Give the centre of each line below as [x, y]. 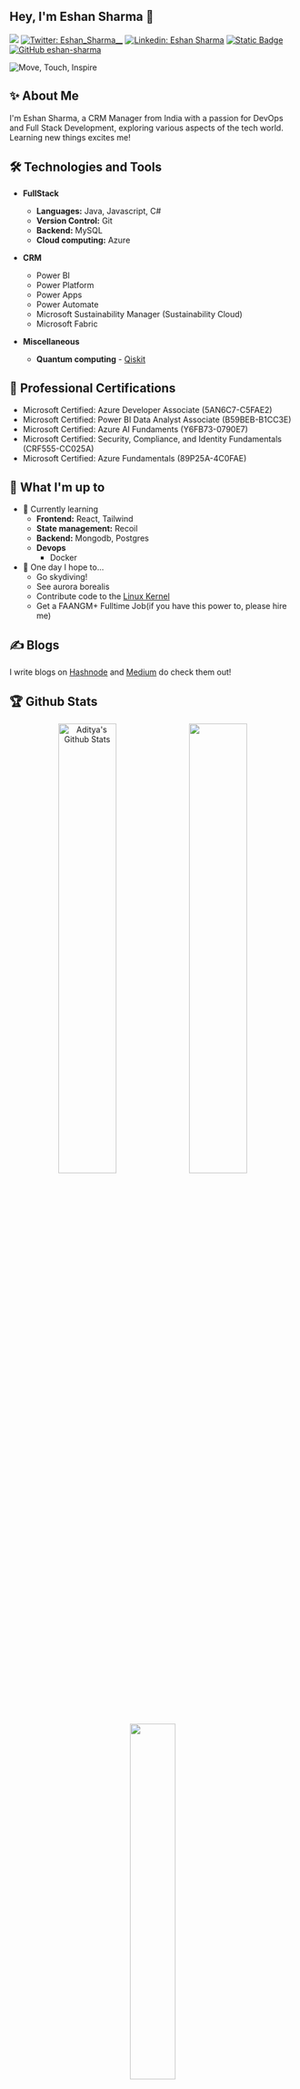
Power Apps [59, 295]
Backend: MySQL [69, 231]
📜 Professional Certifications [93, 388]
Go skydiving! [62, 577]
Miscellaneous [51, 342]
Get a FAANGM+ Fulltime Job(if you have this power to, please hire [161, 606]
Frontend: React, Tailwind [85, 519]
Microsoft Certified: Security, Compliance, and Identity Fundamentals [152, 440]
